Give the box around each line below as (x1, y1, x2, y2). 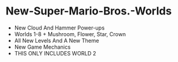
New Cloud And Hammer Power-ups (14, 24, 105, 31)
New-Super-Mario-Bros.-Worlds (5, 4, 172, 18)
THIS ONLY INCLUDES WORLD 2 (14, 49, 97, 57)
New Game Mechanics (14, 43, 71, 51)
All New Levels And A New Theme (14, 37, 100, 44)
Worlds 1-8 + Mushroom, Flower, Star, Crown (14, 30, 126, 37)
